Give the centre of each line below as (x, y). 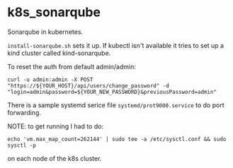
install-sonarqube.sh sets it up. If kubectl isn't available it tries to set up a (116, 45)
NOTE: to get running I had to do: (56, 126)
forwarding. (24, 112)
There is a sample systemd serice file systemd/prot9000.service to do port (116, 105)
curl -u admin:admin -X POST (50, 79)
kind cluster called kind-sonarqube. (59, 53)
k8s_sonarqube (54, 12)
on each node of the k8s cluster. (55, 158)
